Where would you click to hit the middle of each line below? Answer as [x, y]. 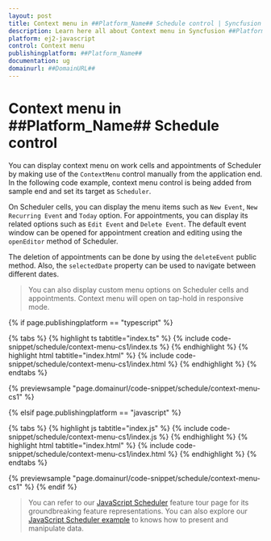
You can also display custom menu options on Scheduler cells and [138, 290]
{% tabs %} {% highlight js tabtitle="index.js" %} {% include [108, 428]
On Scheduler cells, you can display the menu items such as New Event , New [133, 206]
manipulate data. [56, 528]
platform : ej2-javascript [52, 38]
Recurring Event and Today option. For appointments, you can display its [128, 215]
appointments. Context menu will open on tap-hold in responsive [136, 298]
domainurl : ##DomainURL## [52, 69]
